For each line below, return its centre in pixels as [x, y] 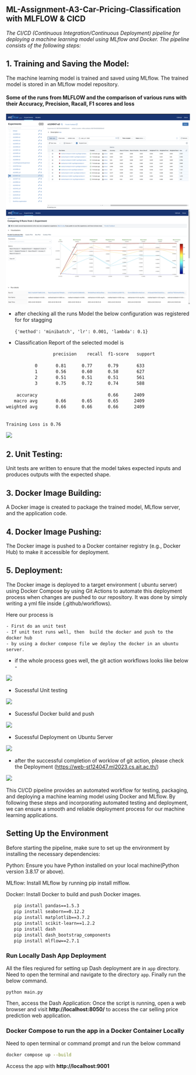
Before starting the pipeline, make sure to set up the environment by [88, 848]
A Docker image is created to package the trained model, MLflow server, [93, 507]
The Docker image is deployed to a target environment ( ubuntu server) [92, 584]
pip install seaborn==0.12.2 [49, 911]
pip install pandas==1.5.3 [47, 906]
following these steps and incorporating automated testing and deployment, [97, 802]
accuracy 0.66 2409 [80, 395]
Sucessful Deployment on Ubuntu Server [64, 737]
